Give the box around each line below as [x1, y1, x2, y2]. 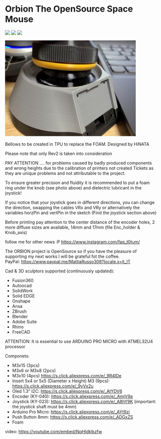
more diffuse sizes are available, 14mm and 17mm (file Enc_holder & [5, 224, 141, 230]
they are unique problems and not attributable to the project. [5, 170, 126, 176]
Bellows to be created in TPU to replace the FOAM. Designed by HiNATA [5, 141, 149, 147]
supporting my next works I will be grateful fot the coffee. [5, 253, 120, 259]
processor [5, 343, 26, 349]
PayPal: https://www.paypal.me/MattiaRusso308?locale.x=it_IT [5, 258, 131, 264]
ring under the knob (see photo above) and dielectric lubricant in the [5, 185, 142, 190]
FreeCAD [12, 329, 31, 335]
